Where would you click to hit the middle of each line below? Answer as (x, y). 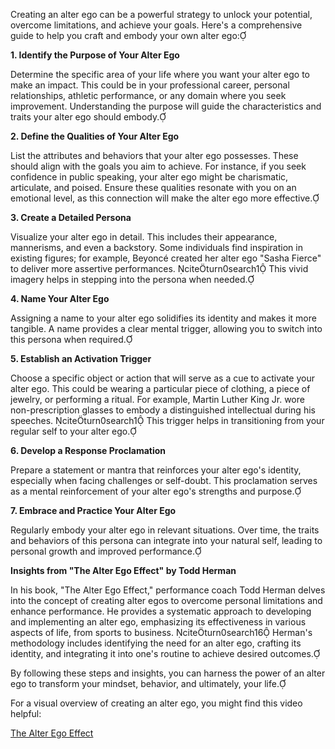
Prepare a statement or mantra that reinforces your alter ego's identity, (156, 470)
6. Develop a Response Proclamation (88, 450)
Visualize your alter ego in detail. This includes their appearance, (144, 237)
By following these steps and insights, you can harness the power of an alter (168, 673)
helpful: (26, 713)
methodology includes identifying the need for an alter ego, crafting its (156, 643)
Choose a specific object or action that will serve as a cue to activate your (162, 378)
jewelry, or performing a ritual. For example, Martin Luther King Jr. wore (157, 399)
